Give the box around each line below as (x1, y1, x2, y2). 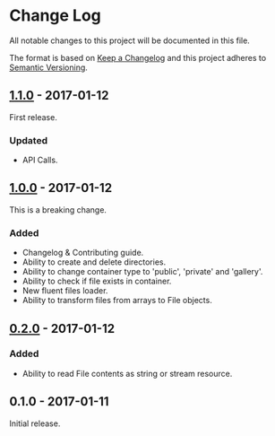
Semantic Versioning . (9, 62, 88, 73)
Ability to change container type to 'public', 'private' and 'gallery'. (21, 266, 263, 277)
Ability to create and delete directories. (21, 257, 167, 267)
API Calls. (21, 154, 58, 166)
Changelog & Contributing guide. (21, 248, 144, 258)
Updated (9, 134, 47, 146)
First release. (9, 111, 58, 122)
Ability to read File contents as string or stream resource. (21, 368, 233, 379)
